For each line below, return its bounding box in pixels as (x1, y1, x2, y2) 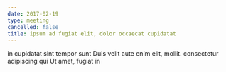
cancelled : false (7, 23, 59, 30)
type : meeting (7, 17, 50, 24)
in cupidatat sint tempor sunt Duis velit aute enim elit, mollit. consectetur (7, 49, 219, 58)
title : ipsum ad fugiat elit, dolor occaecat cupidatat (7, 30, 176, 37)
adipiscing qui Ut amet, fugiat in (7, 57, 101, 66)
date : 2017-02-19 (7, 10, 59, 18)
